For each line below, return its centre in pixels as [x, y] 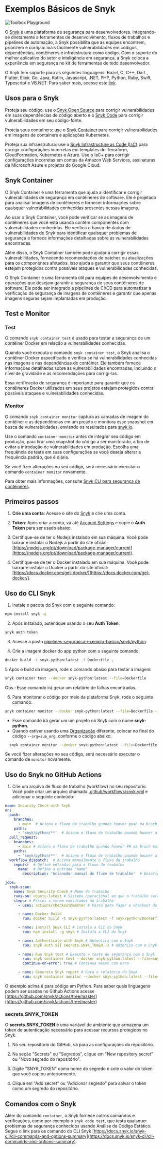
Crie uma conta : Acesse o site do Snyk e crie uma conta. [69, 514]
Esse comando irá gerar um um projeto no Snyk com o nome [73, 720]
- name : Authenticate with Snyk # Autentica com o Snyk [75, 941]
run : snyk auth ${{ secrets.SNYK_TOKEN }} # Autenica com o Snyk [90, 945]
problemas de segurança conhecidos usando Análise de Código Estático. [78, 1126]
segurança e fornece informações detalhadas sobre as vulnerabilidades [77, 238]
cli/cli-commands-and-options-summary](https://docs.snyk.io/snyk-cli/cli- [80, 1136]
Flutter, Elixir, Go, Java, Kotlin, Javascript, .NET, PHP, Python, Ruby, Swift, [78, 78]
